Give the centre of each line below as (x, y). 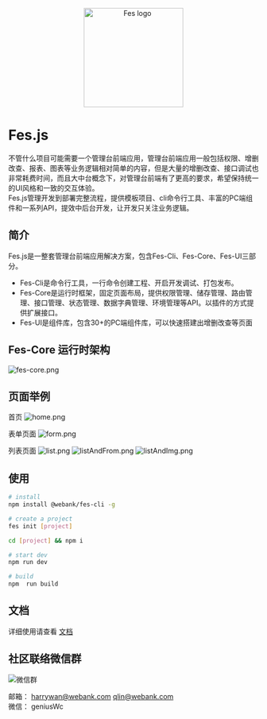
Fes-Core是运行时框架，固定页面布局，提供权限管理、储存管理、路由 (133, 292)
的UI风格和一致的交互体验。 (54, 187)
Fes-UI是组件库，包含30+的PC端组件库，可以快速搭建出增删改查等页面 (136, 323)
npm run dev (28, 562)
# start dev (28, 555)
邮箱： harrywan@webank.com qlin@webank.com (91, 696)
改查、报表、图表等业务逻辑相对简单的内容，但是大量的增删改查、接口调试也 (133, 168)
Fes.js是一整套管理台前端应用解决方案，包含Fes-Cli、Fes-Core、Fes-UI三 (129, 256)
